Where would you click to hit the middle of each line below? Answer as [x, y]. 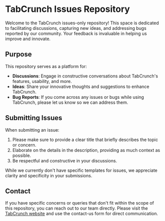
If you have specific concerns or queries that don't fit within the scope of [80, 203]
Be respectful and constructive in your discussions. [65, 160]
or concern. [24, 145]
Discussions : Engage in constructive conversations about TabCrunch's [85, 76]
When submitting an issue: [32, 130]
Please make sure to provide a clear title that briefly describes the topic [85, 140]
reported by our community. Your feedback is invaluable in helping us [76, 33]
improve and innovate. [28, 39]
